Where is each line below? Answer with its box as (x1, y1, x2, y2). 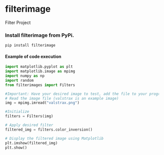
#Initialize (5, 109, 29, 114)
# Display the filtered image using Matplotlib (5, 136, 104, 141)
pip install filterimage (5, 43, 56, 48)
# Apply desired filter (5, 123, 54, 128)
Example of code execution (5, 53, 61, 59)
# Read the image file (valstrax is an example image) (5, 96, 119, 101)
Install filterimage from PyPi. (5, 32, 74, 39)
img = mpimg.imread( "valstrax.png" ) (5, 100, 80, 106)
